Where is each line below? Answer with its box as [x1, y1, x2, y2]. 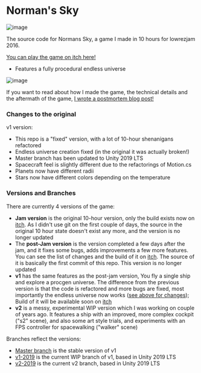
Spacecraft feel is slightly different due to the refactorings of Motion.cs [14, 161, 192, 168]
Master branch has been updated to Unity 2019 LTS [14, 155, 144, 162]
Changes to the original [6, 110, 77, 118]
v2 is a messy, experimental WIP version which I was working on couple [14, 304, 195, 311]
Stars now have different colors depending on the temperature [14, 174, 171, 181]
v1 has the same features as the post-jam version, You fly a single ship [14, 272, 191, 279]
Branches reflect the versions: [6, 335, 81, 342]
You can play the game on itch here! [6, 53, 96, 60]
